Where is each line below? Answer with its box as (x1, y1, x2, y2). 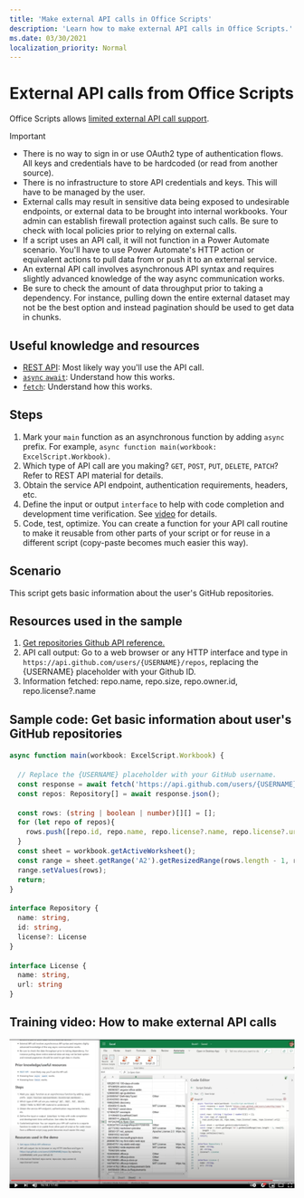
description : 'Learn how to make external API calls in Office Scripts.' (9, 24, 294, 33)
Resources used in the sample (9, 613, 183, 629)
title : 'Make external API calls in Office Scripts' (9, 14, 213, 24)
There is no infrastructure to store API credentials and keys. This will (22, 177, 278, 188)
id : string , (17, 923, 63, 932)
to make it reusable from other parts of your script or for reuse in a (22, 528, 271, 538)
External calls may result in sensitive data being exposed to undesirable (22, 196, 290, 207)
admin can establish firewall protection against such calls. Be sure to (22, 215, 279, 226)
